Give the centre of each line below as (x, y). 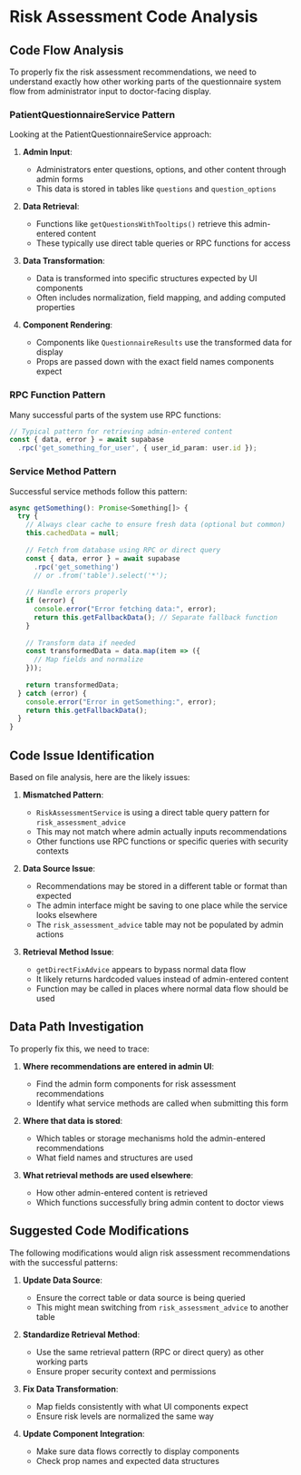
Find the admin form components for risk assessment (136, 1084)
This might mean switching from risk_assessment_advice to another (162, 1307)
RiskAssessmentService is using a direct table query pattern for (153, 812)
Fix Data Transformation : (70, 1389)
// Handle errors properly (77, 592)
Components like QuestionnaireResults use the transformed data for (164, 343)
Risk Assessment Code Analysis (134, 17)
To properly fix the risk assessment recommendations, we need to (133, 72)
